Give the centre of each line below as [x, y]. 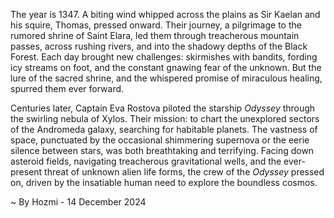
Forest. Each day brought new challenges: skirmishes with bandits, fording [164, 57]
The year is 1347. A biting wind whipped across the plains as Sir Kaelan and [165, 14]
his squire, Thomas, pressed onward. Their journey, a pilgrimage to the [156, 25]
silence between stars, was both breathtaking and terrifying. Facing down [162, 150]
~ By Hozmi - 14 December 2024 [78, 202]
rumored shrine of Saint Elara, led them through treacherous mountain [155, 35]
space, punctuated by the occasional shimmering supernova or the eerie [160, 140]
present [26, 172]
